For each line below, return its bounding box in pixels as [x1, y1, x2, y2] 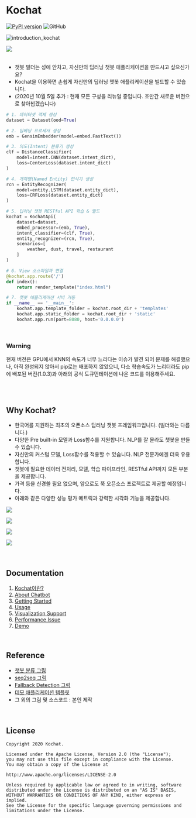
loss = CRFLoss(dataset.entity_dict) [16, 193, 104, 198]
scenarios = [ [16, 241, 46, 247]
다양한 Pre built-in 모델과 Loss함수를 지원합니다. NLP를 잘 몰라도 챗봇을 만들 [14, 436, 191, 443]
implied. [6, 798, 27, 803]
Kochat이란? [14, 585, 44, 592]
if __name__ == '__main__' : [6, 300, 75, 306]
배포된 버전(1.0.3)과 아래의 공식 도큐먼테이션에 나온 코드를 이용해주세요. [12, 370, 176, 377]
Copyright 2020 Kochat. [6, 741, 64, 747]
